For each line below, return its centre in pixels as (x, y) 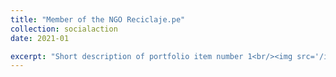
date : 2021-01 (40, 38)
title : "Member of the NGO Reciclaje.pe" (98, 19)
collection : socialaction (64, 29)
